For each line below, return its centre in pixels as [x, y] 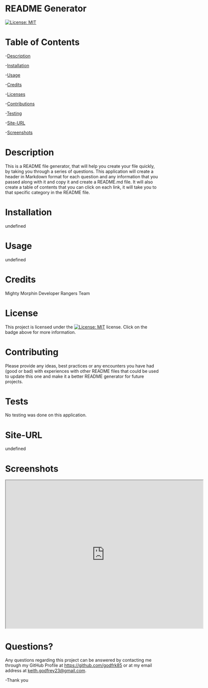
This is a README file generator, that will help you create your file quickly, [80, 166]
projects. [14, 381]
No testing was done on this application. [46, 415]
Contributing [32, 352]
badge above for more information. [41, 332]
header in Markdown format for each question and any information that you [82, 176]
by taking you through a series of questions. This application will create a [79, 171]
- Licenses [15, 94]
